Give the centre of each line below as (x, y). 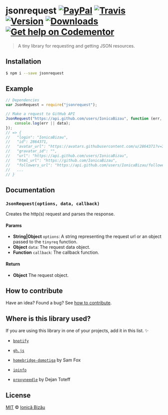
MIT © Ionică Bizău (25, 407)
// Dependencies (22, 100)
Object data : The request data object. (52, 247)
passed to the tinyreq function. (45, 242)
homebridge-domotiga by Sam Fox (47, 360)
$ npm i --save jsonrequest (35, 73)
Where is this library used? (48, 319)
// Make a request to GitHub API (40, 114)
